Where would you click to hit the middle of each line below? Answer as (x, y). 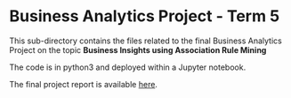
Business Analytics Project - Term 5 (145, 16)
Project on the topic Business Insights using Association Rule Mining (138, 49)
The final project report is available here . (84, 84)
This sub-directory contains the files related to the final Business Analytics (145, 41)
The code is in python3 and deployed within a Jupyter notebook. (128, 67)
